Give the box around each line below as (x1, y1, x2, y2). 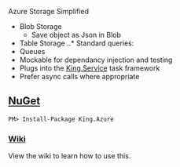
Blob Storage (19, 22, 62, 31)
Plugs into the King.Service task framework (19, 64, 160, 73)
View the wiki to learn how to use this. (8, 151, 131, 161)
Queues (19, 47, 46, 56)
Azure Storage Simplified (8, 7, 89, 16)
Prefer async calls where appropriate (19, 72, 140, 81)
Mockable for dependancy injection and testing (19, 55, 173, 64)
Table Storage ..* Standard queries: (19, 38, 134, 48)
